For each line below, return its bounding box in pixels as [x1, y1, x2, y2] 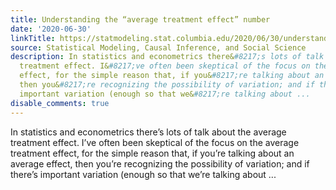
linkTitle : [10, 33, 56, 43]
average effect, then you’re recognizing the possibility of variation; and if [10, 157, 310, 170]
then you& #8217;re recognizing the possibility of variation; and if [19, 80, 315, 90]
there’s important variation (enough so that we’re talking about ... [10, 168, 277, 180]
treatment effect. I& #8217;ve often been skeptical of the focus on [19, 61, 311, 71]
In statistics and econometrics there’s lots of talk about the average [10, 126, 287, 138]
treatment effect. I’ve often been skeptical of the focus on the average [10, 136, 300, 148]
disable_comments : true [10, 98, 110, 108]
